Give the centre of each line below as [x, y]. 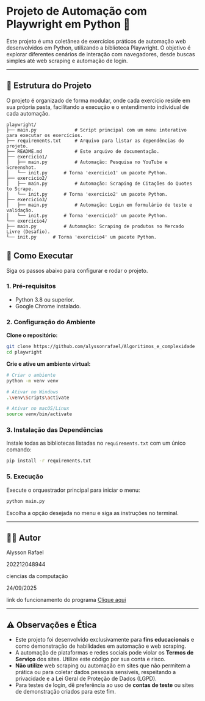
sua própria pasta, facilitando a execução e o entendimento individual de [98, 107]
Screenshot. [21, 167]
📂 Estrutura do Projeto [49, 86]
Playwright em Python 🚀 [68, 24]
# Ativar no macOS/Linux [38, 409]
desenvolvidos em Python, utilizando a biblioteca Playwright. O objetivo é [99, 48]
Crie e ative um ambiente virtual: [49, 364]
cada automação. [28, 113]
